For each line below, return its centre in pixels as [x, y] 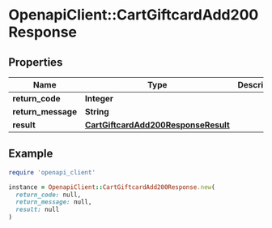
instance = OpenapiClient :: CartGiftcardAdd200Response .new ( [112, 187]
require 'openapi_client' [52, 172]
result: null [38, 210]
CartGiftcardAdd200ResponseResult [157, 125]
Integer [99, 99]
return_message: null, [54, 202]
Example [31, 154]
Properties [36, 62]
